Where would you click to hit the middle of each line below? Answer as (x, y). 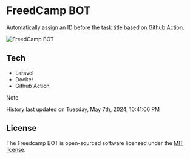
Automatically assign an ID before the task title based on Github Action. (95, 27)
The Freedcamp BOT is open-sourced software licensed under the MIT (95, 143)
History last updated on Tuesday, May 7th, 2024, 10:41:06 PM (83, 109)
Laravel (24, 73)
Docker (24, 79)
